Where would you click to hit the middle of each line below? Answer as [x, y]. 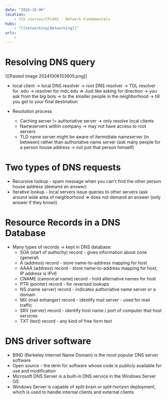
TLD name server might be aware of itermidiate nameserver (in [84, 136]
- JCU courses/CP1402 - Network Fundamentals [62, 19]
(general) [29, 258]
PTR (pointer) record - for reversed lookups [65, 284]
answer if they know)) [35, 202]
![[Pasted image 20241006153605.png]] [46, 76]
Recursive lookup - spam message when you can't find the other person [87, 181]
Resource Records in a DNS [63, 222]
